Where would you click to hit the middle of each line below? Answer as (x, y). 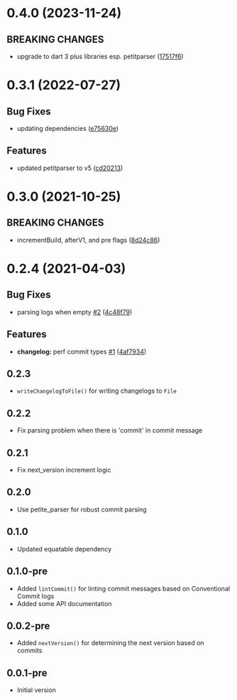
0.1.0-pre (27, 572)
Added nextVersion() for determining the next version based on (110, 643)
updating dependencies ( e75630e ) (67, 128)
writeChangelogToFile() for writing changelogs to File (97, 391)
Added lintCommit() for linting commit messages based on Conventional (123, 588)
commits (29, 651)
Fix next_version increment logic (64, 470)
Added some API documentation (64, 603)
